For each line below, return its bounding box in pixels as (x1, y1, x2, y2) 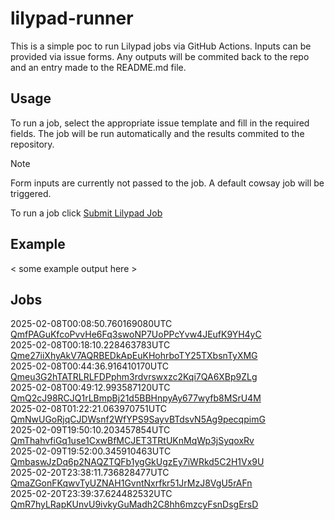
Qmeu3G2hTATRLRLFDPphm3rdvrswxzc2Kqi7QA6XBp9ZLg (10, 371, 258, 383)
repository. (10, 138, 55, 150)
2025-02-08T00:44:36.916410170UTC (10, 360, 169, 372)
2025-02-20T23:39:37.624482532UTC (10, 488, 173, 500)
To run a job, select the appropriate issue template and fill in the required (10, 117, 310, 129)
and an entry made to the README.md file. (10, 61, 187, 73)
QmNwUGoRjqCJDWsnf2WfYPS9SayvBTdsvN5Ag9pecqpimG (10, 413, 266, 426)
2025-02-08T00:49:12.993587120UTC (10, 382, 171, 394)
